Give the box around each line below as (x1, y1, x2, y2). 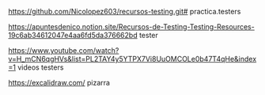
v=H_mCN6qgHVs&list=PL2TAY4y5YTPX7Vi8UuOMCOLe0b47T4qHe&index (8, 55, 257, 63)
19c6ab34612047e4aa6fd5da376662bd (8, 31, 138, 40)
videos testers (17, 63, 64, 72)
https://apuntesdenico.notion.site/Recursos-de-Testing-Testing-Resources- (8, 22, 255, 31)
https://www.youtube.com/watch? (8, 46, 119, 55)
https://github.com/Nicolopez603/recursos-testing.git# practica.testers (8, 7, 241, 16)
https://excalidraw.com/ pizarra (8, 78, 111, 87)
